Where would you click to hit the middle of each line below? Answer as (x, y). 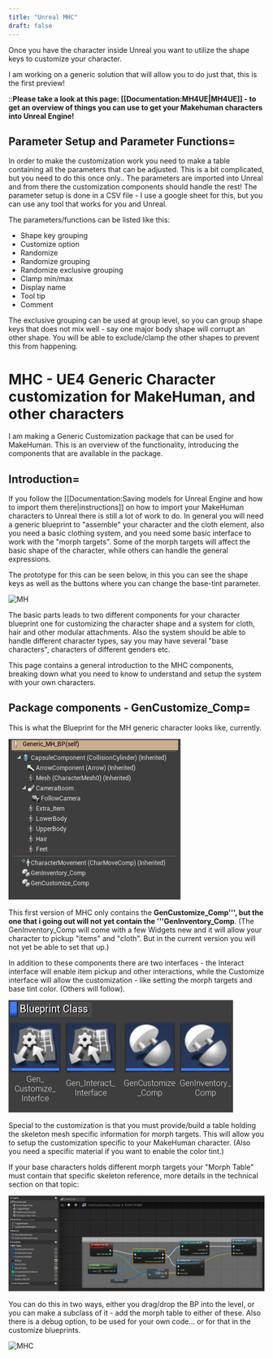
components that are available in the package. (86, 453)
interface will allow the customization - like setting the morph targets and (130, 980)
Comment (37, 305)
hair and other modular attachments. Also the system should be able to (127, 632)
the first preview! (37, 83)
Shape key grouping (54, 236)
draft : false (30, 26)
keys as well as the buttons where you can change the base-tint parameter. (134, 584)
